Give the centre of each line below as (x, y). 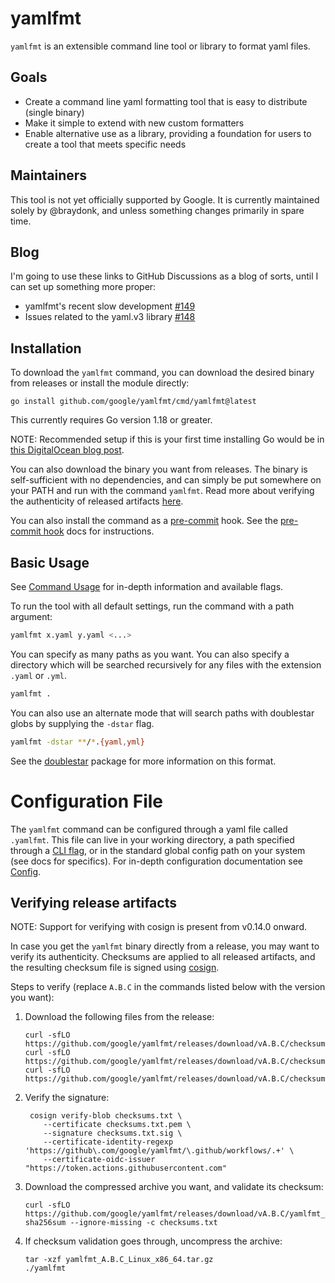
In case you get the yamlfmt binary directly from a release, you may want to (165, 946)
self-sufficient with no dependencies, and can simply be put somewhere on (166, 480)
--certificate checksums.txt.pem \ (117, 1125)
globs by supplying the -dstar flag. (82, 723)
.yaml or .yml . (39, 675)
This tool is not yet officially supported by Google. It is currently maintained (165, 199)
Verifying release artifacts (93, 902)
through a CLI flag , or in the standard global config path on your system (158, 850)
